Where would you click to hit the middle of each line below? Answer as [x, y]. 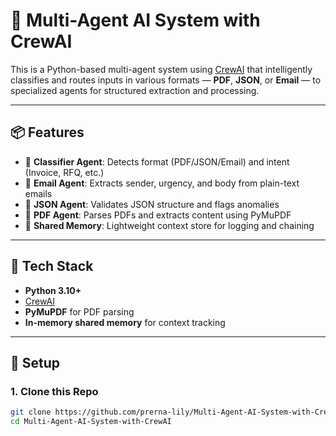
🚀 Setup [35, 362]
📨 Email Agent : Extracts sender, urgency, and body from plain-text [162, 183]
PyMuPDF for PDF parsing [79, 311]
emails [38, 193]
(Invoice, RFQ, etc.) [64, 172]
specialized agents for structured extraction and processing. [135, 90]
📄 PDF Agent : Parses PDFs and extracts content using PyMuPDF [158, 215]
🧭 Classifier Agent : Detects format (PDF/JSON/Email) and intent [157, 161]
